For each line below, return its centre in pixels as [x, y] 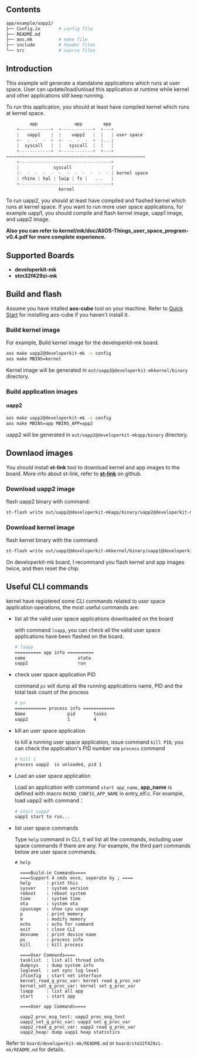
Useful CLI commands [47, 587]
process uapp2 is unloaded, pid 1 [58, 764]
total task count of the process [52, 692]
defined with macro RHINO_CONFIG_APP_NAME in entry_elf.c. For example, [99, 793]
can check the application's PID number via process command [90, 748]
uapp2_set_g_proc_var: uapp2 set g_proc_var [75, 1022]
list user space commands [46, 828]
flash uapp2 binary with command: [48, 501]
